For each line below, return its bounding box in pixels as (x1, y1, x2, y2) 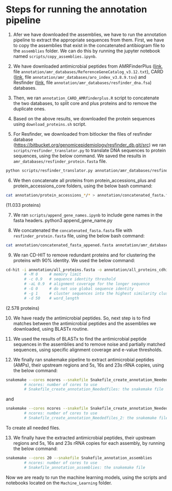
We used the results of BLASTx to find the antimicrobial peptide (13, 335, 147, 341)
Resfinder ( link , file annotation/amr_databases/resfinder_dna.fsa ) (13, 79, 152, 86)
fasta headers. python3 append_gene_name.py (13, 217, 113, 223)
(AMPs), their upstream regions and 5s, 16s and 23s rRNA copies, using (13, 362, 164, 368)
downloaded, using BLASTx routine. (13, 326, 89, 332)
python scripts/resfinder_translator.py (6, 168, 93, 173)
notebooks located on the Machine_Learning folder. (6, 480, 112, 486)
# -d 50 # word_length (24, 295, 80, 301)
